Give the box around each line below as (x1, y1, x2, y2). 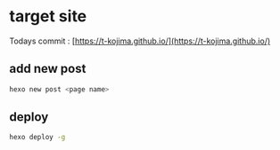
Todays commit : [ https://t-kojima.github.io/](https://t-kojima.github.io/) (9, 36, 271, 46)
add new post (9, 61, 86, 76)
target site (9, 6, 87, 27)
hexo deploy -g (9, 133, 66, 142)
